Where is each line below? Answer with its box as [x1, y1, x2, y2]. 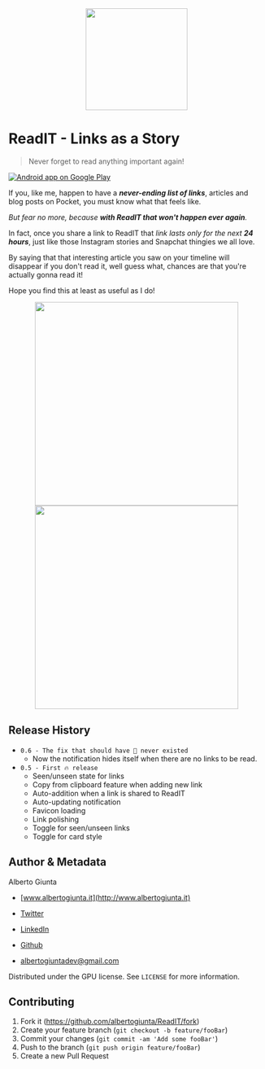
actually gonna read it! [8, 269, 84, 279]
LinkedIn [20, 924, 50, 934]
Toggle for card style [32, 831, 103, 841]
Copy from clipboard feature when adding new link [32, 779, 203, 789]
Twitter [20, 908, 45, 918]
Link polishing [32, 814, 80, 824]
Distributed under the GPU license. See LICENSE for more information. [8, 971, 240, 981]
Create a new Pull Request [20, 1051, 110, 1061]
